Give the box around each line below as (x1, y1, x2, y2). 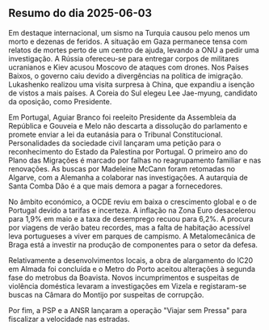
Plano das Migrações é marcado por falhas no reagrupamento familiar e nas (8, 155, 262, 165)
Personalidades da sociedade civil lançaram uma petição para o (8, 137, 221, 148)
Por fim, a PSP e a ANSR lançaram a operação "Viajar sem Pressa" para (8, 305, 247, 315)
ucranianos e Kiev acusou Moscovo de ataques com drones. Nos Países (8, 62, 249, 72)
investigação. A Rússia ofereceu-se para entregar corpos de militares (8, 53, 240, 63)
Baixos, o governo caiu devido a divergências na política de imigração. (8, 70, 244, 80)
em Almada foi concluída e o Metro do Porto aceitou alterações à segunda (8, 264, 256, 273)
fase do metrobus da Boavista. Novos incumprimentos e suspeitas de (8, 273, 240, 282)
